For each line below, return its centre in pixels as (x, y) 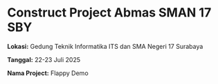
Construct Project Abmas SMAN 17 (109, 13)
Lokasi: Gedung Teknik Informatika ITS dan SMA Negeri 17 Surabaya (105, 46)
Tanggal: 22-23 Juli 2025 (44, 59)
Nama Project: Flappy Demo (48, 73)
